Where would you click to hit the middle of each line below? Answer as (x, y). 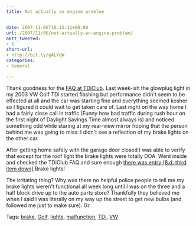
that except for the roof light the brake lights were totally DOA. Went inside (97, 156)
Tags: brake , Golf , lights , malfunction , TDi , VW (62, 217)
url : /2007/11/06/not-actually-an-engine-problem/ (70, 33)
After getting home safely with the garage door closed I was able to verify (96, 150)
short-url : (19, 50)
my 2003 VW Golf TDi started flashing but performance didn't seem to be (96, 94)
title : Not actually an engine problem (55, 12)
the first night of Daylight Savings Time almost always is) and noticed (90, 120)
